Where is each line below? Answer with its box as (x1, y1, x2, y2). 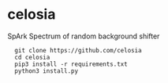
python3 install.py (14, 67, 79, 75)
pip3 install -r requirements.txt (14, 60, 128, 68)
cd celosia (14, 53, 50, 61)
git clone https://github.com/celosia (14, 46, 143, 54)
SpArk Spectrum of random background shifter (7, 31, 160, 41)
